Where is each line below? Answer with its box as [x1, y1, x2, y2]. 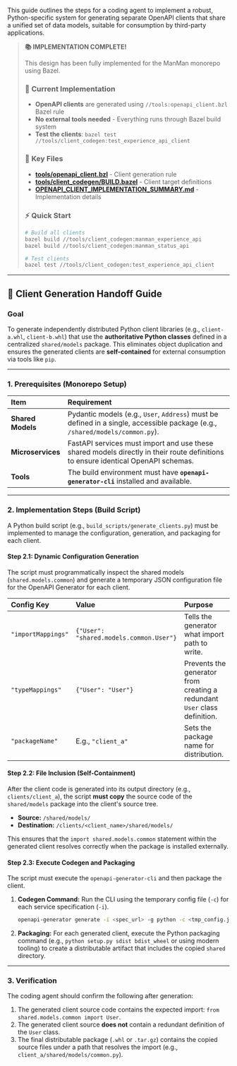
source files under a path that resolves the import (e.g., [17, 1043, 178, 1051]
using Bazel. [24, 66, 61, 75]
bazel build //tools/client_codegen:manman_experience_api [24, 236, 202, 243]
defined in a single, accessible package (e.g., [67, 418, 217, 428]
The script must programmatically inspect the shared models [7, 568, 185, 576]
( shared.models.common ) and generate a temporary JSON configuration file [7, 575, 222, 584]
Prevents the [184, 658, 226, 668]
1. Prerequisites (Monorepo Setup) [7, 379, 127, 389]
